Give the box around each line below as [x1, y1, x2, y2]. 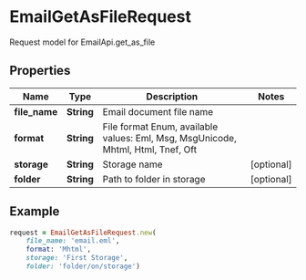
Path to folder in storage [102, 172, 206, 185]
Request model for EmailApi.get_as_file [9, 36, 156, 47]
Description [146, 89, 199, 102]
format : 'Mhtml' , [25, 244, 92, 254]
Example [9, 203, 60, 220]
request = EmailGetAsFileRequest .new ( [9, 228, 157, 237]
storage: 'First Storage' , [25, 254, 128, 263]
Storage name [102, 158, 163, 171]
